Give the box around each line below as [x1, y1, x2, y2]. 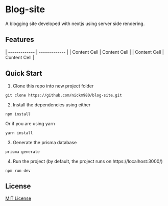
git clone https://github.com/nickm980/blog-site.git [5, 93, 123, 98]
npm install [5, 111, 31, 117]
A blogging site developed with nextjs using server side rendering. [5, 20, 145, 27]
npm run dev [5, 168, 31, 173]
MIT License [5, 195, 32, 201]
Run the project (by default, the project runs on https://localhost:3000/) [12, 158, 163, 164]
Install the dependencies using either [12, 101, 91, 108]
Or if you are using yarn [5, 120, 55, 126]
